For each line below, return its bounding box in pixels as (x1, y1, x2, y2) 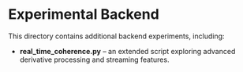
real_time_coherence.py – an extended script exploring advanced (19, 46, 236, 56)
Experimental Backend (8, 5, 159, 23)
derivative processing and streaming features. (19, 55, 170, 64)
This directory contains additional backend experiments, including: (8, 31, 225, 41)
